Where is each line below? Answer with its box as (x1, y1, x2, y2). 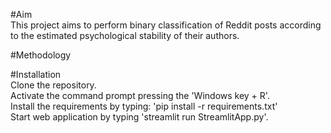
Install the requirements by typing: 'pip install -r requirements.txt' (10, 100, 278, 112)
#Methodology (10, 49, 72, 61)
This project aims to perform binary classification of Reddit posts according (10, 19, 322, 31)
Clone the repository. (10, 79, 97, 91)
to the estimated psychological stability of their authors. (10, 30, 240, 41)
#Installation (10, 69, 62, 80)
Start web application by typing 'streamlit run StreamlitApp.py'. (10, 111, 269, 123)
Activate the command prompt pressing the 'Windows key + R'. (10, 90, 270, 101)
